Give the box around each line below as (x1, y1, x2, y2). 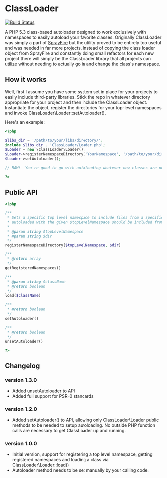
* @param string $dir (7, 234, 52, 239)
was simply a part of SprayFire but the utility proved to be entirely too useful (5, 39, 161, 45)
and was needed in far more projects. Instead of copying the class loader (5, 45, 155, 51)
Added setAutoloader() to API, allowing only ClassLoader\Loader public (12, 417, 159, 423)
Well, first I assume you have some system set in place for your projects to (5, 88, 158, 95)
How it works (5, 75, 47, 84)
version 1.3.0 (5, 376, 37, 383)
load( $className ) (5, 293, 41, 298)
